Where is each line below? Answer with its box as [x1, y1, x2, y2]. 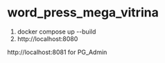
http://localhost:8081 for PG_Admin [7, 48, 107, 56]
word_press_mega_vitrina [7, 5, 159, 21]
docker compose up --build [17, 27, 96, 36]
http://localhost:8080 [17, 34, 78, 42]
